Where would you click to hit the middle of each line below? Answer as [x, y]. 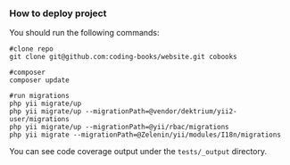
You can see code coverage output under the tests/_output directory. [138, 152]
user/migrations [39, 120]
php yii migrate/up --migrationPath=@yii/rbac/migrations [119, 128]
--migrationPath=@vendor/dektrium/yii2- [162, 111]
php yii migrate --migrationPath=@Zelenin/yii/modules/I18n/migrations [145, 135]
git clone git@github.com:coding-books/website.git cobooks [124, 57]
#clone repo [31, 49]
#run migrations [39, 96]
